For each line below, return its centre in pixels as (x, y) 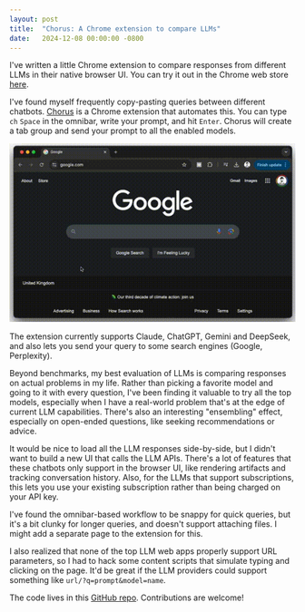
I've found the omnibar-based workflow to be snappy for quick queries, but (150, 515)
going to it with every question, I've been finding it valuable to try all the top (151, 393)
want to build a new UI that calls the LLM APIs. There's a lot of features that (151, 459)
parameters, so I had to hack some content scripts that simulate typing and (150, 561)
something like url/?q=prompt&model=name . (88, 580)
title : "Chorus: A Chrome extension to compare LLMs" (115, 29)
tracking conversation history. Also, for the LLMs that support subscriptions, (152, 478)
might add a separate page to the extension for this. (106, 534)
